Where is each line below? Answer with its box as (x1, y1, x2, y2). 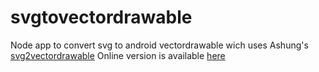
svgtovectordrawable (10, 6, 193, 29)
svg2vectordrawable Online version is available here (10, 49, 226, 61)
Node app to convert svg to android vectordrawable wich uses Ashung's (10, 39, 309, 51)
